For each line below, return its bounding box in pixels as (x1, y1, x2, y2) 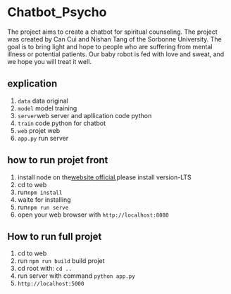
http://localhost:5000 (17, 281, 85, 288)
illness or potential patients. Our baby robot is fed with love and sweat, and (7, 50, 225, 58)
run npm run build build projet (17, 257, 105, 265)
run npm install (17, 188, 63, 196)
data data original (17, 96, 68, 105)
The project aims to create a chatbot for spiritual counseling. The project (7, 27, 218, 36)
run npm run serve (17, 203, 69, 211)
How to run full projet (7, 230, 102, 243)
